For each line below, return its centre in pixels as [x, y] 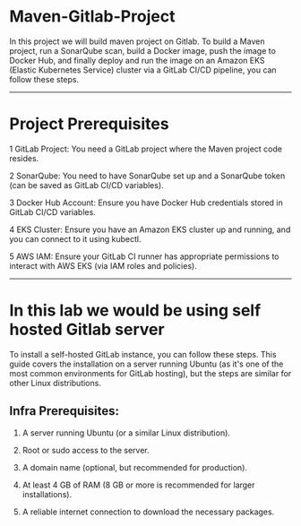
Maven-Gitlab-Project [92, 17]
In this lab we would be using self [135, 310]
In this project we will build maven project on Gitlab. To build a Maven [137, 41]
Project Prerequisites [89, 124]
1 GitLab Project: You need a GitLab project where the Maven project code [146, 149]
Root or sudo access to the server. [86, 450]
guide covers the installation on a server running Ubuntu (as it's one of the [146, 364]
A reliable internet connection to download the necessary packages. [148, 512]
